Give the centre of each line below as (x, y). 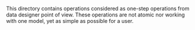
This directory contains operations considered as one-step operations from (98, 9)
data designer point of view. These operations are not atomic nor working (95, 15)
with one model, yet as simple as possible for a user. (70, 21)
